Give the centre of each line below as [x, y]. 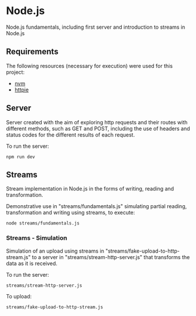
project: [16, 72]
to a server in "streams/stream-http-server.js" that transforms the [111, 257]
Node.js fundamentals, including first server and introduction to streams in [96, 27]
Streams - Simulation [37, 238]
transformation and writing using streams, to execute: [71, 213]
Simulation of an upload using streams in [55, 251]
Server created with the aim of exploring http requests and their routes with [97, 122]
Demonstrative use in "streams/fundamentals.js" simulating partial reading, [97, 206]
